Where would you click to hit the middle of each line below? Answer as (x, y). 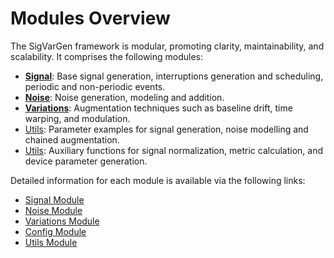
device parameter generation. (86, 161)
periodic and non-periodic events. (95, 86)
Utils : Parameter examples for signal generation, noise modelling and (166, 129)
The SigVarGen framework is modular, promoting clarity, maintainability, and (167, 46)
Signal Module (54, 199)
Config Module (55, 231)
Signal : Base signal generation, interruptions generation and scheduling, (174, 76)
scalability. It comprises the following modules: (107, 56)
